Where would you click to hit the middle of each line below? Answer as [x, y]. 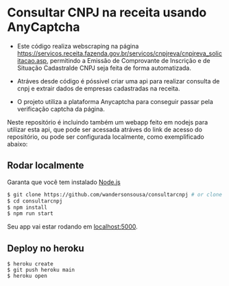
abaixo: [17, 144]
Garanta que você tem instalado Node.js [64, 182]
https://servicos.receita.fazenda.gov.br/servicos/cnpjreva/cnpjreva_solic [120, 53]
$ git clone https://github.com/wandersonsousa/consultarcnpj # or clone [115, 194]
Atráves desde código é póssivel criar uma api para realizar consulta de [118, 81]
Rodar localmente [46, 166]
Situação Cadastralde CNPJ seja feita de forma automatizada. [104, 68]
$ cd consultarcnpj [35, 201]
